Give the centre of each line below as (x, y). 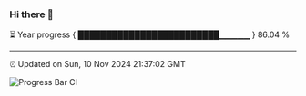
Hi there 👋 (32, 14)
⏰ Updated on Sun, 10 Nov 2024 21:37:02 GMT (97, 64)
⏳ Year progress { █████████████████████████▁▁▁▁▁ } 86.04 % (150, 34)
